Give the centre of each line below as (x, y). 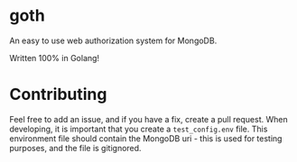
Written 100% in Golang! (55, 58)
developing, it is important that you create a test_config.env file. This (139, 129)
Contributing (58, 94)
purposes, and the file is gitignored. (75, 148)
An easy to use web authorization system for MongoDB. (113, 40)
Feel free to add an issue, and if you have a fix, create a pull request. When (148, 119)
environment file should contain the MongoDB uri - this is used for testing (146, 138)
